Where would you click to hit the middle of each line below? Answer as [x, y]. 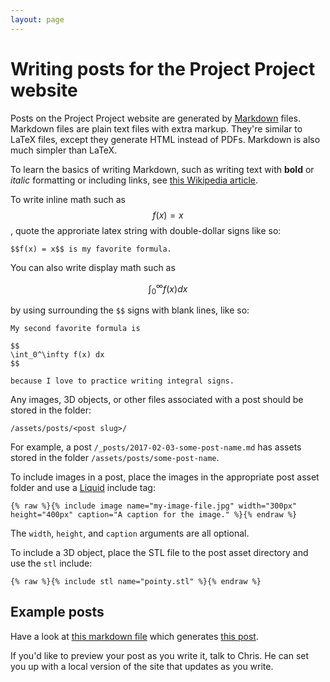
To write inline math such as [68, 199]
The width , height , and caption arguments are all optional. [130, 533]
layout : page [37, 19]
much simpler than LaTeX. [64, 150]
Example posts [57, 612]
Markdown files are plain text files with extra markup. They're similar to [156, 128]
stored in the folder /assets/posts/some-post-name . [115, 458]
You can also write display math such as [93, 267]
